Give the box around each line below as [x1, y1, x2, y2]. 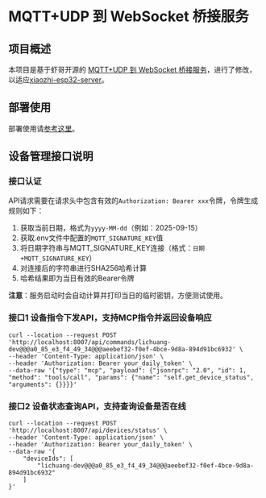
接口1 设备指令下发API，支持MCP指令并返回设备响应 [8, 312, 212, 323]
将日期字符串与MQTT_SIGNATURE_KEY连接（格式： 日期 [19, 243, 206, 252]
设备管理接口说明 [8, 150, 94, 164]
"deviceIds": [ [23, 454, 74, 463]
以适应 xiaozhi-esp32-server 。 [8, 75, 109, 85]
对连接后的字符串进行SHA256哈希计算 [19, 263, 148, 272]
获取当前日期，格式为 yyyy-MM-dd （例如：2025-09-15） [19, 222, 202, 232]
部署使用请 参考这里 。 [8, 123, 79, 133]
